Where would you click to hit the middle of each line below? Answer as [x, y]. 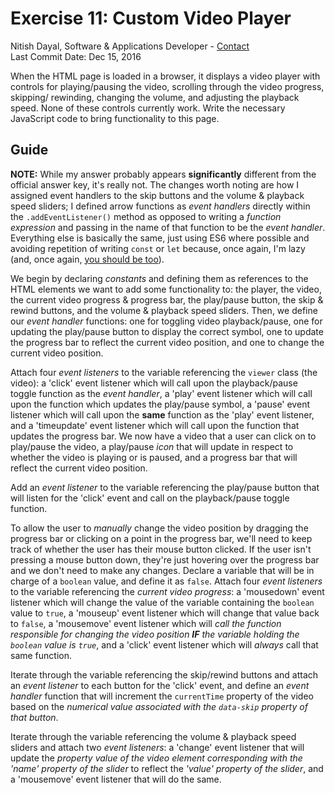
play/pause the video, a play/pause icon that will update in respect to [152, 446]
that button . [34, 717]
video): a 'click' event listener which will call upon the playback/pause [154, 383]
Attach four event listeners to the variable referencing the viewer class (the [164, 372]
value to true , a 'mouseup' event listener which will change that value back [165, 613]
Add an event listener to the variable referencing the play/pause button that [165, 487]
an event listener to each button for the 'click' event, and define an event [160, 685]
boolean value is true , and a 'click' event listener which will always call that [164, 644]
